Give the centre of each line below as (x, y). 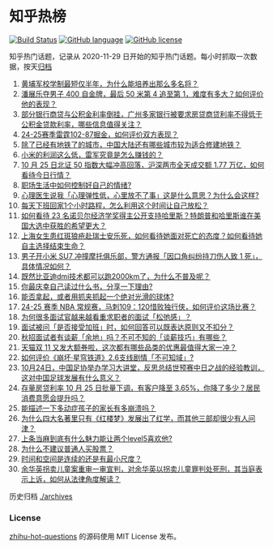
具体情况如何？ (46, 266)
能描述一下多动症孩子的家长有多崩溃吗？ (88, 408)
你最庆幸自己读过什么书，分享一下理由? (87, 286)
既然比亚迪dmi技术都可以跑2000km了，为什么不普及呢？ (116, 276)
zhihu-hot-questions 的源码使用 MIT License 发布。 (95, 537)
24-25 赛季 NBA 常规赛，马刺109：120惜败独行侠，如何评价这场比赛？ (139, 307)
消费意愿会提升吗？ (53, 397)
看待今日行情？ (46, 174)
